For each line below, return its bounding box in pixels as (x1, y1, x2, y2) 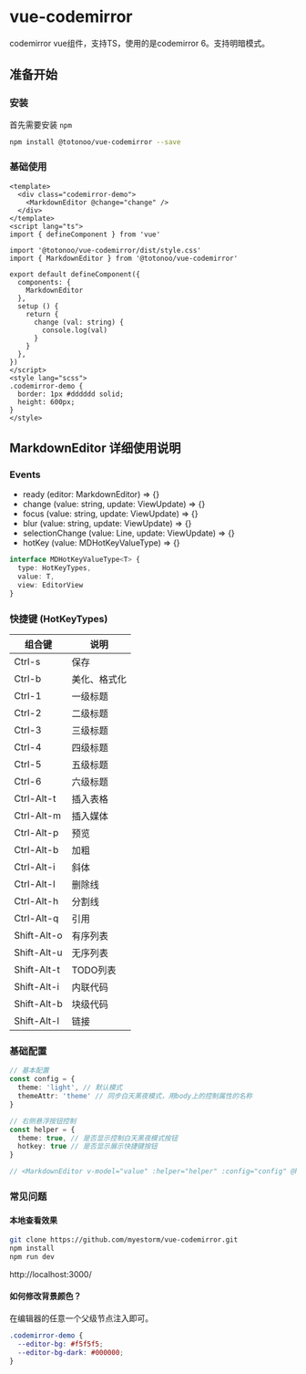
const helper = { (9, 1125, 76, 1134)
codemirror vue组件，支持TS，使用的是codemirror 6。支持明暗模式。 (9, 37, 270, 48)
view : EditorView (17, 581, 84, 590)
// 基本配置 (9, 1066, 50, 1076)
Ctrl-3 (14, 723, 42, 736)
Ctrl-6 (14, 775, 42, 788)
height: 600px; (17, 397, 76, 407)
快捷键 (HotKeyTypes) (9, 612, 108, 625)
